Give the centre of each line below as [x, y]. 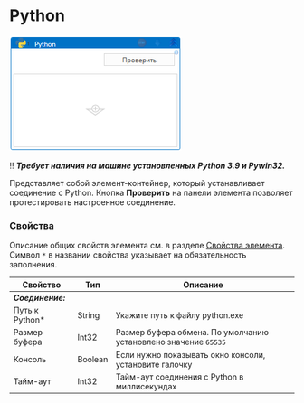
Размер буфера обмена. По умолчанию [193, 333]
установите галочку [154, 364]
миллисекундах [147, 386]
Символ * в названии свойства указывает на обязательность [128, 255]
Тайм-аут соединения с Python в [180, 377]
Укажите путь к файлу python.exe [180, 315]
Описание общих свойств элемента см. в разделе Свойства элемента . [147, 246]
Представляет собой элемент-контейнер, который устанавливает [137, 183]
